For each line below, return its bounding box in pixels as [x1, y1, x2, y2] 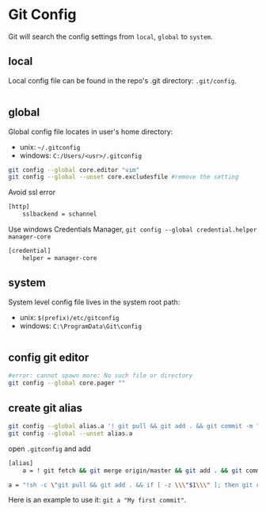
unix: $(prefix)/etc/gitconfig [19, 312, 120, 322]
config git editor [8, 351, 89, 365]
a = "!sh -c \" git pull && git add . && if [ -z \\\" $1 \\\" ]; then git [8, 481, 253, 489]
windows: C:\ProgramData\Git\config [19, 321, 142, 331]
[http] [8, 203, 30, 211]
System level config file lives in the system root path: [8, 297, 180, 307]
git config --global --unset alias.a [8, 430, 133, 437]
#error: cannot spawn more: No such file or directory [8, 372, 193, 380]
